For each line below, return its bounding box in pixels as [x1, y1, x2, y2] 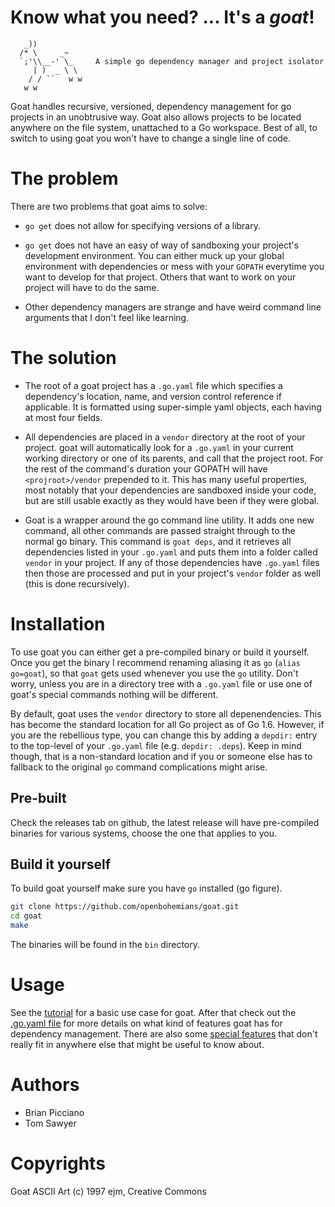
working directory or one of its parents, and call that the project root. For [24, 452, 324, 464]
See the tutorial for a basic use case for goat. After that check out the [10, 1006, 297, 1018]
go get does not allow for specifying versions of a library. [24, 219, 262, 231]
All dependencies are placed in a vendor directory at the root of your [24, 431, 306, 443]
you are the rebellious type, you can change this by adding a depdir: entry [10, 729, 318, 741]
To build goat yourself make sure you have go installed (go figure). [10, 882, 283, 895]
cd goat [10, 911, 43, 921]
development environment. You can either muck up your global [24, 249, 285, 261]
